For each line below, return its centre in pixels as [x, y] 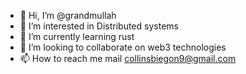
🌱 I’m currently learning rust [77, 36]
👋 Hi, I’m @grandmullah [68, 15]
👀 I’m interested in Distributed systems [99, 26]
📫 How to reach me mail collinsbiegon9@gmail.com [128, 58]
